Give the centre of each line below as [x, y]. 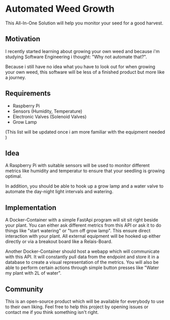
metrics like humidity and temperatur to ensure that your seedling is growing [85, 171]
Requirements [28, 94]
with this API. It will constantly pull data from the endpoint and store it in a [82, 257]
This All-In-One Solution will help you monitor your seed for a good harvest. [84, 23]
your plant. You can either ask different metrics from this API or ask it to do [83, 225]
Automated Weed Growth [60, 9]
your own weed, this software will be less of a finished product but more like [85, 72]
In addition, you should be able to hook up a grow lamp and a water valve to [84, 186]
